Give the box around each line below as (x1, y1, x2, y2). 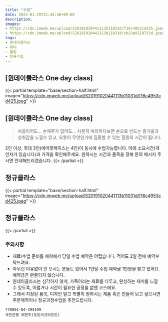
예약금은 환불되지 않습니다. (12, 272, 65, 278)
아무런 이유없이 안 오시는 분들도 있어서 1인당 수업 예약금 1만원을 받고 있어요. (12, 265, 160, 271)
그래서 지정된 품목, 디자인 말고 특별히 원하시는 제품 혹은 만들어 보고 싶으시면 (12, 290, 161, 296)
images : (5, 21, 21, 27)
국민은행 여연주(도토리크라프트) (5, 312, 60, 317)
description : (5, 17, 32, 22)
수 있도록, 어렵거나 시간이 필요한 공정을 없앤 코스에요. (12, 284, 116, 290)
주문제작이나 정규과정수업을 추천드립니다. (12, 297, 93, 303)
